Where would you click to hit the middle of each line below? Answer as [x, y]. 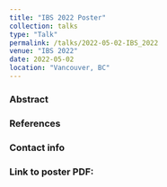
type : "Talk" [34, 34]
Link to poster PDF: [52, 172]
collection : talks [44, 26]
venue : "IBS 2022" [44, 51]
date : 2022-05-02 [42, 59]
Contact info [37, 147]
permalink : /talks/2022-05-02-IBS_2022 [84, 43]
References [35, 123]
